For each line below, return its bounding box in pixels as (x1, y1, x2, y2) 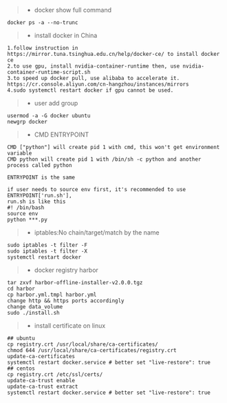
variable (7, 150, 32, 157)
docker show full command (34, 6, 112, 14)
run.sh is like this (7, 198, 67, 205)
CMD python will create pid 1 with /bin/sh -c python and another (7, 156, 202, 163)
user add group (34, 99, 78, 107)
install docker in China (34, 31, 98, 39)
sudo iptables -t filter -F (7, 242, 88, 248)
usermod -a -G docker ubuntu (7, 112, 91, 119)
